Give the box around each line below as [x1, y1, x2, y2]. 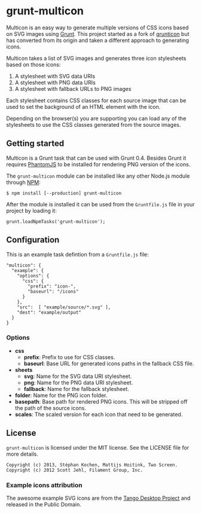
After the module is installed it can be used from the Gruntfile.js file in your [6, 200, 195, 207]
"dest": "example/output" [17, 309, 82, 315]
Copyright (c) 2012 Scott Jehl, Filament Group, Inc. [6, 467, 144, 473]
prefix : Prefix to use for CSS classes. [23, 353, 115, 361]
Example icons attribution [6, 481, 83, 489]
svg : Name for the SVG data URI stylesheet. [23, 372, 132, 380]
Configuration [6, 235, 60, 245]
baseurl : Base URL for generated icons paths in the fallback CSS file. [23, 360, 194, 367]
